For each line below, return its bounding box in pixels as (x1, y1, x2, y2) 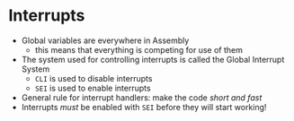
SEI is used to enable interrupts (34, 82, 151, 93)
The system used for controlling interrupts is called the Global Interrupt (21, 54, 285, 65)
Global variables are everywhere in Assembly (21, 35, 190, 46)
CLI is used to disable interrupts (34, 73, 153, 83)
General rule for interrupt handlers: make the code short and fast (21, 91, 263, 103)
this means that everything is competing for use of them (34, 44, 244, 55)
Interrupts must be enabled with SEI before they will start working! (21, 101, 267, 112)
